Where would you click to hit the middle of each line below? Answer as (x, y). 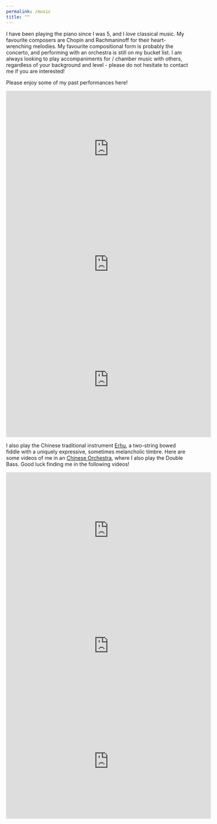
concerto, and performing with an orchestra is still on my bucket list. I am (94, 52)
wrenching (19, 46)
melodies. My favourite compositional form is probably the (103, 46)
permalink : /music (28, 11)
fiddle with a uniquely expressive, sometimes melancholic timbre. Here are (96, 452)
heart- (158, 40)
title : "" (18, 17)
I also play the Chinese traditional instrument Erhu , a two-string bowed (91, 445)
